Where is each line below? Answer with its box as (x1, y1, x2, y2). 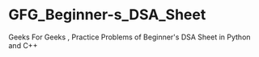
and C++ (8, 40, 38, 50)
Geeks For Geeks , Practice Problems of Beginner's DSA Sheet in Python (8, 32, 251, 42)
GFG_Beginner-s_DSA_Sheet (8, 6, 206, 24)
